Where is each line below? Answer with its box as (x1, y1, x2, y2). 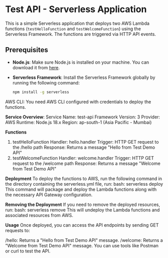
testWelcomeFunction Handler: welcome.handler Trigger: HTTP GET (12, 155, 154, 161)
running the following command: (12, 79, 80, 85)
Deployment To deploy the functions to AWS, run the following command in (5, 176, 162, 182)
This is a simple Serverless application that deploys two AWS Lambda (5, 20, 150, 26)
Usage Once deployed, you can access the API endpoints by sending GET (5, 222, 159, 228)
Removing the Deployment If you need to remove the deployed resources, (5, 201, 160, 207)
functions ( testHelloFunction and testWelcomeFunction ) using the (5, 25, 141, 31)
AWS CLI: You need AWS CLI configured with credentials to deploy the (5, 99, 151, 105)
